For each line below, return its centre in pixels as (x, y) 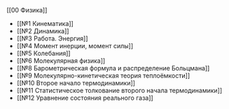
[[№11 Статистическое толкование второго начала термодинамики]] (119, 90)
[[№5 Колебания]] (43, 53)
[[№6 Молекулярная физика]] (61, 61)
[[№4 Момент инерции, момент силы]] (75, 46)
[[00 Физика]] (27, 10)
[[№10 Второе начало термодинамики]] (76, 83)
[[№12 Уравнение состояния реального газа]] (85, 98)
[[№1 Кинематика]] (45, 23)
